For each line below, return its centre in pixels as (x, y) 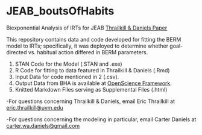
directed (17, 52)
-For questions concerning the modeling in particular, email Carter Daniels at (101, 119)
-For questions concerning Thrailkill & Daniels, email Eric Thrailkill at (91, 101)
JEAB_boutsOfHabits (60, 11)
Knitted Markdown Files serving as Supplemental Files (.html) (91, 89)
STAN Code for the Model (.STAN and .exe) (68, 64)
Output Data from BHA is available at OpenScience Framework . (93, 83)
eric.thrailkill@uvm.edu (35, 107)
